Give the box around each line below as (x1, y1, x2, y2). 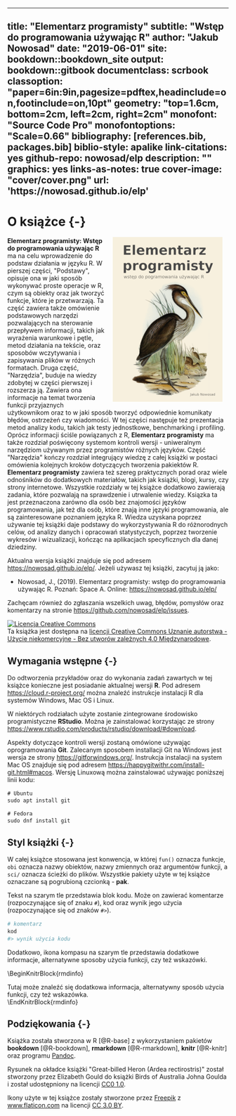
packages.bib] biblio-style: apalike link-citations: (7, 141, 228, 153)
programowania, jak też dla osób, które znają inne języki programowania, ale (7, 505, 229, 514)
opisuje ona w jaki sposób (7, 274, 83, 283)
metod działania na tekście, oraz (7, 342, 101, 350)
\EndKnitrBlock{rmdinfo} (7, 997, 79, 1006)
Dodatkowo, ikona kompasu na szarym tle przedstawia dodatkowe (7, 948, 199, 956)
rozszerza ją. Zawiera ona (7, 386, 82, 394)
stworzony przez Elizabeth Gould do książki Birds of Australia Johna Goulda (7, 1072, 227, 1081)
